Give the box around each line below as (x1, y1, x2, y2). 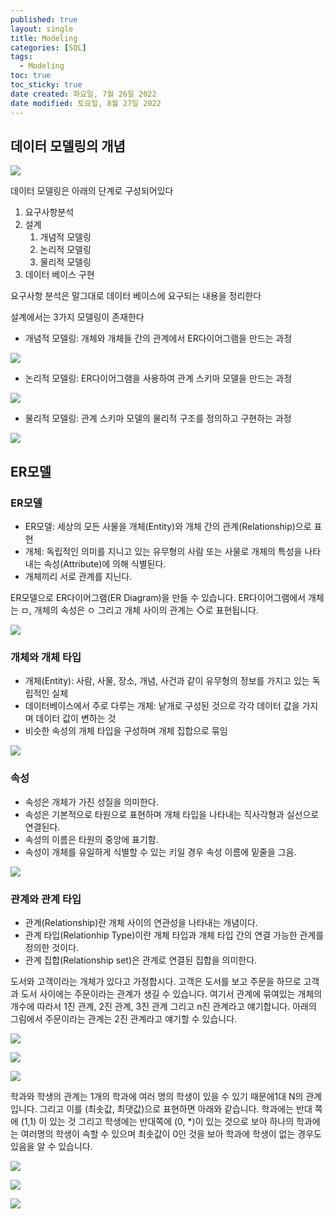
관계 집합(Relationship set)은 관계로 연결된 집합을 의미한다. (24, 954, 258, 966)
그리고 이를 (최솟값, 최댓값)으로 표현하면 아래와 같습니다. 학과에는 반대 (39, 1102, 313, 1115)
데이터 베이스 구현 (24, 269, 95, 281)
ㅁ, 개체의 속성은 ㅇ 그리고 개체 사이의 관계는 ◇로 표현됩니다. (20, 604, 260, 616)
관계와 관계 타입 (10, 892, 82, 906)
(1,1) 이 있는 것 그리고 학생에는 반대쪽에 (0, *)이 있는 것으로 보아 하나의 (20, 1115, 295, 1127)
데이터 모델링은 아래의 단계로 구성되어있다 (10, 185, 174, 197)
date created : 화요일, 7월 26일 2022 (10, 89, 157, 99)
